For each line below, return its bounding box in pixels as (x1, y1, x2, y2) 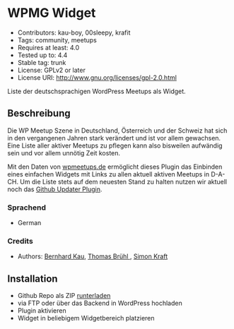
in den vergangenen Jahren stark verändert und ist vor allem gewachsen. (7, 133, 221, 142)
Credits (7, 236, 33, 246)
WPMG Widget (7, 5, 96, 21)
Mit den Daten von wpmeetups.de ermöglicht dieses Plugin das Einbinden (7, 162, 223, 171)
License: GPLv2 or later (17, 66, 86, 74)
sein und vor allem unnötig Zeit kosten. (7, 148, 121, 157)
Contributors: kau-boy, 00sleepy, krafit (17, 28, 131, 37)
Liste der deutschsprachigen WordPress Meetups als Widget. (7, 87, 186, 95)
